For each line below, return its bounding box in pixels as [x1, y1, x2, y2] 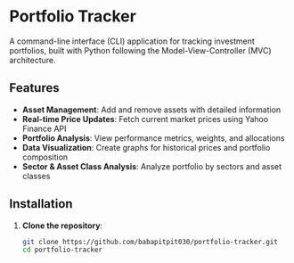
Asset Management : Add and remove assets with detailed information [21, 104, 282, 115]
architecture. [9, 54, 56, 65]
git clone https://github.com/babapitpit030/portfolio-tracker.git [21, 237, 278, 246]
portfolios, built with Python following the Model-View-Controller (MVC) [9, 45, 272, 55]
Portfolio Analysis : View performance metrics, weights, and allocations [21, 132, 285, 144]
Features [9, 80, 60, 95]
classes [21, 170, 51, 181]
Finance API [21, 123, 67, 134]
